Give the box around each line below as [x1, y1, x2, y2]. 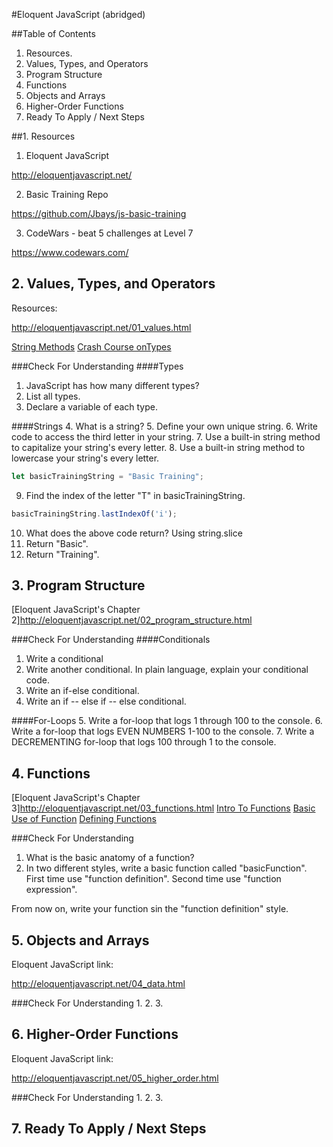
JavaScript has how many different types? [25, 379, 200, 391]
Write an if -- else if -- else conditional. [25, 695, 187, 708]
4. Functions [11, 765, 91, 782]
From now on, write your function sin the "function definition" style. [11, 903, 289, 915]
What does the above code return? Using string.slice [25, 527, 243, 539]
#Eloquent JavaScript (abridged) [11, 9, 146, 20]
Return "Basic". [25, 537, 89, 549]
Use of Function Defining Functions [11, 813, 158, 825]
